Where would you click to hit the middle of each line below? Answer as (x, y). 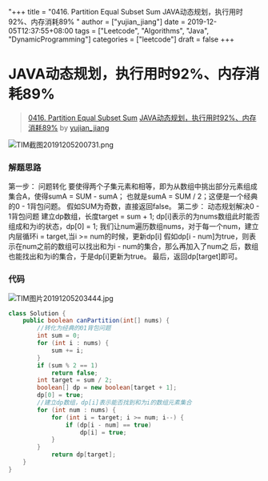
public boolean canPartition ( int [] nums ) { (96, 321)
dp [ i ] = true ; (103, 432)
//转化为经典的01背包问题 (74, 328)
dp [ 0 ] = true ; (60, 395)
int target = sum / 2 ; (75, 380)
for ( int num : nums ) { (76, 410)
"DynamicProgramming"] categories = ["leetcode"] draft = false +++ (121, 39)
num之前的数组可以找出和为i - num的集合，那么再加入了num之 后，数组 (140, 247)
